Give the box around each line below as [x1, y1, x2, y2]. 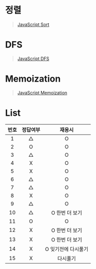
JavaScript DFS [17, 56, 50, 62]
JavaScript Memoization [17, 90, 68, 96]
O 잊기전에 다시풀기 [45, 245, 89, 252]
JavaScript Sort [17, 21, 50, 28]
